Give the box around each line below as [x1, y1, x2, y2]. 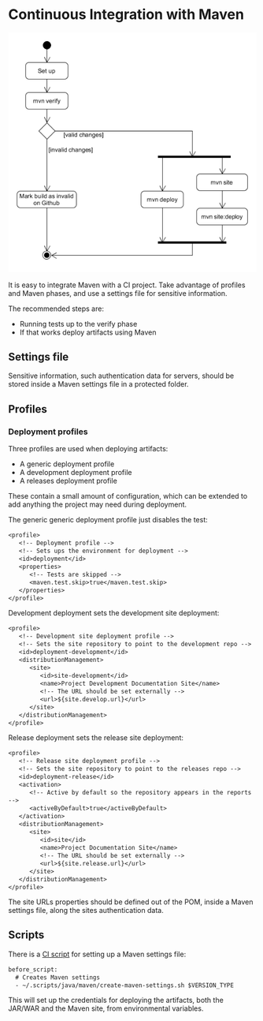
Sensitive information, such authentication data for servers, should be [8, 371, 235, 380]
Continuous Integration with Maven [8, 6, 244, 24]
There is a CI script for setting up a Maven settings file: [8, 949, 187, 959]
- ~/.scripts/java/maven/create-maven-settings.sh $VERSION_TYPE [15, 981, 235, 989]
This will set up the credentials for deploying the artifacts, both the [8, 995, 224, 1004]
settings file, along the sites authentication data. [8, 906, 164, 915]
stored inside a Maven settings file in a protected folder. [8, 380, 189, 389]
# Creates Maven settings [15, 973, 101, 982]
